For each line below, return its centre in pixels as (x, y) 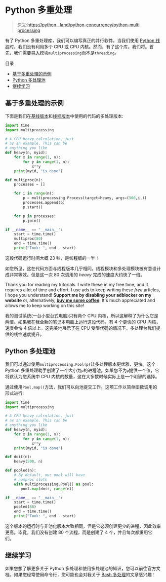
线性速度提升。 (29, 334)
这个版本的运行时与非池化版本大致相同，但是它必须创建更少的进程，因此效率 (83, 526)
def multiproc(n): (24, 180)
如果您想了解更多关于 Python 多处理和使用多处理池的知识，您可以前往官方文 (83, 568)
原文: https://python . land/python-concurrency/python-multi (78, 25)
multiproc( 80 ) (28, 239)
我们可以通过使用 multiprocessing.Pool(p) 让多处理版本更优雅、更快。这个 (80, 364)
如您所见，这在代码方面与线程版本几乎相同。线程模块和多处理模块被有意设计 (83, 268)
